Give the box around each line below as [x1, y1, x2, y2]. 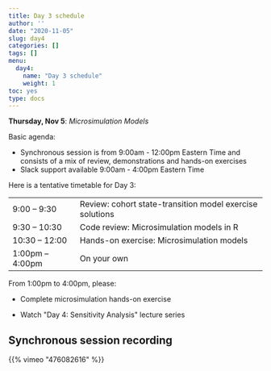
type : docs [8, 94, 45, 102]
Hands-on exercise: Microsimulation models [79, 235, 248, 246]
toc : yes [8, 86, 38, 95]
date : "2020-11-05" [8, 27, 74, 35]
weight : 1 [23, 79, 56, 87]
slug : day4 [8, 34, 45, 43]
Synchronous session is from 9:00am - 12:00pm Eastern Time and [19, 148, 240, 157]
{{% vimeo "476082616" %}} [8, 355, 105, 365]
